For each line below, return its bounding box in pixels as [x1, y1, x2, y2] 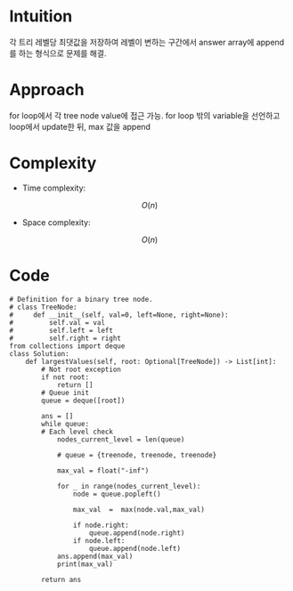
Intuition [9, 6, 73, 27]
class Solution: [9, 349, 69, 358]
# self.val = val [9, 318, 105, 327]
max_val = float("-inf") [56, 466, 150, 475]
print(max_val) [56, 559, 114, 569]
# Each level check [41, 427, 114, 436]
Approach [9, 80, 85, 100]
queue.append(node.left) [88, 544, 181, 553]
